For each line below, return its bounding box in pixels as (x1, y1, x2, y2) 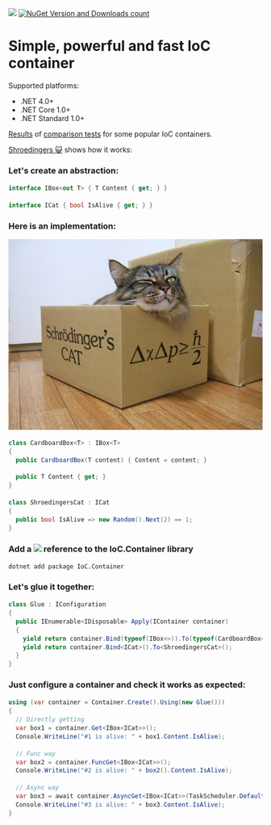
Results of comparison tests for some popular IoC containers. (8, 129, 213, 139)
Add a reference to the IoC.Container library (8, 543, 194, 555)
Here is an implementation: (8, 220, 117, 232)
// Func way (15, 749, 56, 758)
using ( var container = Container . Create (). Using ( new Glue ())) (8, 698, 226, 706)
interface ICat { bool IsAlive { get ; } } (8, 201, 153, 209)
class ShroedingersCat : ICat (8, 499, 110, 507)
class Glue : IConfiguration (8, 601, 106, 609)
